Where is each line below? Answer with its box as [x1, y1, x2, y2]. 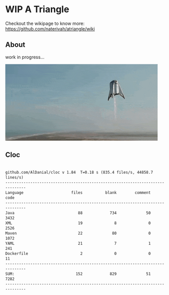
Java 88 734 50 [5, 210, 151, 215]
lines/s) [5, 175, 24, 180]
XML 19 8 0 [5, 220, 151, 225]
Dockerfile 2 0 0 [5, 251, 151, 256]
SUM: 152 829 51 [5, 271, 151, 276]
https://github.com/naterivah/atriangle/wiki [5, 25, 95, 31]
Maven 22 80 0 [5, 231, 151, 236]
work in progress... [5, 54, 45, 60]
